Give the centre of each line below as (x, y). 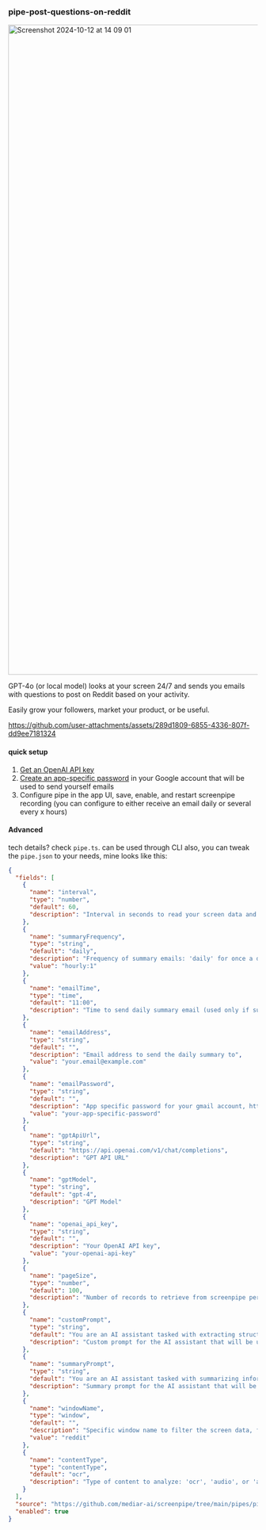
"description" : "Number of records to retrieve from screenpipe (137, 1298)
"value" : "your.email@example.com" (88, 1062)
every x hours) (44, 812)
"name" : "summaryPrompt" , (72, 1364)
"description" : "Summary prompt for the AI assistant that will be (143, 1386)
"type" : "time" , (56, 996)
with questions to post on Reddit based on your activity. (99, 694)
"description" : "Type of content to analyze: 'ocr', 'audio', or (139, 1482)
